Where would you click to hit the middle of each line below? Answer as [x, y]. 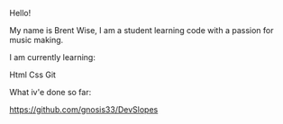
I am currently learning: [53, 57]
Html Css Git [33, 75]
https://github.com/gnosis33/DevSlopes [84, 110]
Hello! [20, 13]
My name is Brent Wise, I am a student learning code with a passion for [141, 30]
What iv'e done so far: [50, 92]
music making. [37, 40]
